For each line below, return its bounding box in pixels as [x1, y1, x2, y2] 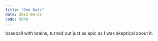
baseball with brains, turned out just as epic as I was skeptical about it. [5, 30, 153, 36]
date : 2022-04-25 [5, 12, 42, 17]
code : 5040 [5, 16, 28, 21]
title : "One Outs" [5, 7, 44, 12]
